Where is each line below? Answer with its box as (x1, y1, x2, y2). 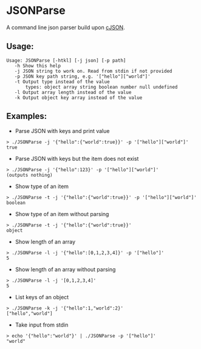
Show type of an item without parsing (15, 210, 109, 217)
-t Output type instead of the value (14, 78, 111, 85)
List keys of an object (15, 293, 69, 300)
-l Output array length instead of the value (14, 89, 132, 95)
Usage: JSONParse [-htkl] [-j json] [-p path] (6, 57, 126, 64)
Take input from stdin (15, 321, 69, 328)
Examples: (6, 111, 47, 121)
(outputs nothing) (6, 172, 53, 178)
